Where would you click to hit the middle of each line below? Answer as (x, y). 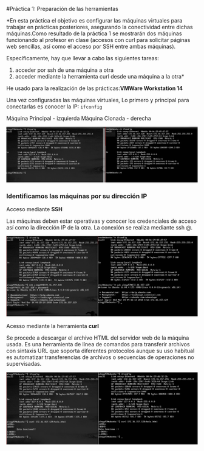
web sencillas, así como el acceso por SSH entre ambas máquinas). (91, 46)
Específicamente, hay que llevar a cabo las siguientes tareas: (83, 58)
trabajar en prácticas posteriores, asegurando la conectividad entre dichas (100, 27)
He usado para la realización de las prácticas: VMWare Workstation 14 (95, 88)
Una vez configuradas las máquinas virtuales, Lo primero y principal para (98, 100)
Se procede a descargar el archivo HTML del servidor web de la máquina (98, 338)
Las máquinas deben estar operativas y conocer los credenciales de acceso (102, 221)
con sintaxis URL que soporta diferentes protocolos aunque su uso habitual (100, 351)
